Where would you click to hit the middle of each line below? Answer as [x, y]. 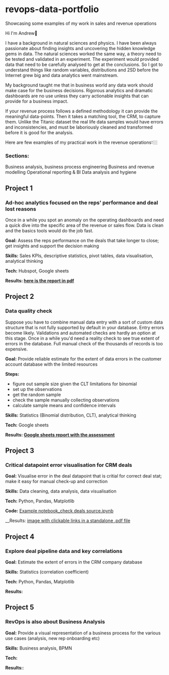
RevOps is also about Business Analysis [55, 622]
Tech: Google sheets [27, 425]
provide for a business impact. [37, 101]
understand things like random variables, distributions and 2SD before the [82, 70]
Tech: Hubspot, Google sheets [37, 271]
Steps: [12, 374]
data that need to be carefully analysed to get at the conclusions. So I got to [84, 64]
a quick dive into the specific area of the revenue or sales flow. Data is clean [84, 225]
